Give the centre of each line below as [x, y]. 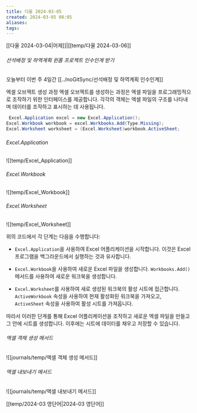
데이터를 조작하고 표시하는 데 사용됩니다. [59, 107]
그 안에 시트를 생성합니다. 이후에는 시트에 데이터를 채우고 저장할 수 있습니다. [93, 323]
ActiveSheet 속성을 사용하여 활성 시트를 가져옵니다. [74, 303]
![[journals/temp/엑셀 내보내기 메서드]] [51, 391]
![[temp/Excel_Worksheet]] [39, 224]
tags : [13, 28]
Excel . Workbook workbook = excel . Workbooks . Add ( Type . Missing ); [85, 124]
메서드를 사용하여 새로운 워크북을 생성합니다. [66, 276]
